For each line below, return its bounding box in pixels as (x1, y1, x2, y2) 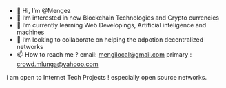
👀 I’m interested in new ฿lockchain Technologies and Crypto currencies (16, 14, 220, 22)
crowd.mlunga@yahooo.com (16, 60, 99, 68)
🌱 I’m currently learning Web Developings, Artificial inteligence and (16, 21, 207, 29)
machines (16, 28, 45, 36)
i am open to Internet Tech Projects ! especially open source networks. (6, 74, 207, 81)
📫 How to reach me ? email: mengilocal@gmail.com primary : (16, 50, 192, 58)
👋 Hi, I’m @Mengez (16, 7, 71, 14)
